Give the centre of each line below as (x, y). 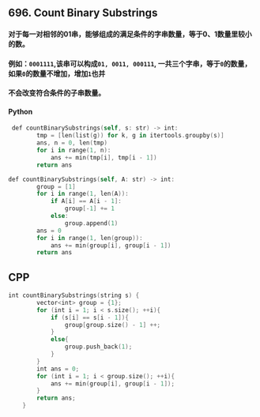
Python (21, 111)
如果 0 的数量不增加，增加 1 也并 (57, 73)
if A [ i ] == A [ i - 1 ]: (86, 201)
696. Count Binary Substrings (83, 13)
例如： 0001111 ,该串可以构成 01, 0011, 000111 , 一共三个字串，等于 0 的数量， (130, 63)
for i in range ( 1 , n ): (74, 150)
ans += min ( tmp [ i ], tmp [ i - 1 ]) (104, 157)
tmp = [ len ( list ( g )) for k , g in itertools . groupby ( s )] (130, 136)
